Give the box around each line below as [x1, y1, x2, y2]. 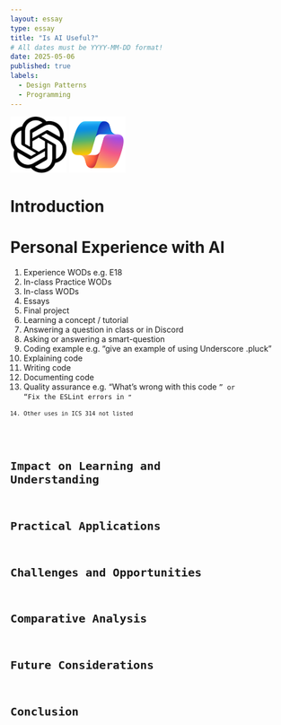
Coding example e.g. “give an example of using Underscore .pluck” [22, 343, 272, 354]
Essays [22, 295, 50, 306]
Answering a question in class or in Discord [22, 324, 184, 335]
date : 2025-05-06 [10, 52, 75, 62]
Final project [22, 305, 70, 316]
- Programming [18, 90, 71, 99]
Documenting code [22, 371, 95, 382]
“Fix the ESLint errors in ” [22, 392, 133, 401]
